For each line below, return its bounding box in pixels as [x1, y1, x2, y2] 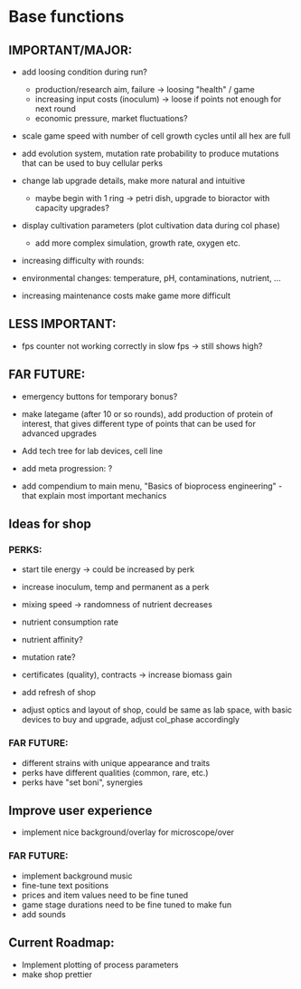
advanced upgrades [21, 428, 97, 439]
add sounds [21, 908, 67, 919]
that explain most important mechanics [21, 490, 167, 500]
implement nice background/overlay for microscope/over [21, 827, 235, 838]
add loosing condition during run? [21, 66, 148, 77]
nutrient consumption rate [21, 616, 119, 627]
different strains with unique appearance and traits [21, 757, 211, 768]
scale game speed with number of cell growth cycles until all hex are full [21, 131, 291, 141]
